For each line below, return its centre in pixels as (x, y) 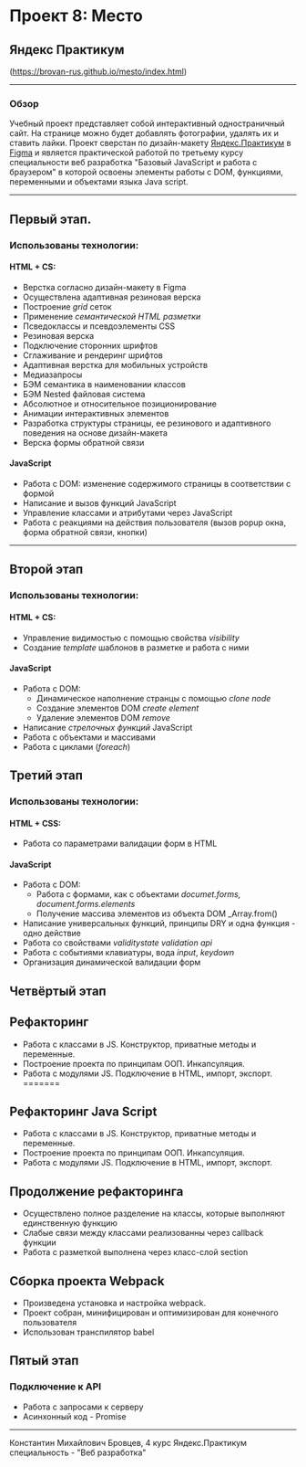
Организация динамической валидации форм (112, 962)
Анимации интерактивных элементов (96, 413)
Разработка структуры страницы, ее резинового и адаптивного (147, 423)
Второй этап (46, 570)
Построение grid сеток (67, 306)
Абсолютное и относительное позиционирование (119, 404)
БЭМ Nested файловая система (84, 394)
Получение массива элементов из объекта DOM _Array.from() (157, 913)
